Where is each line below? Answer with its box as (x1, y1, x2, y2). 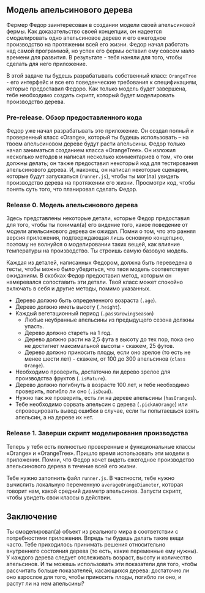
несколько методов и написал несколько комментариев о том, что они (6, 153, 194, 161)
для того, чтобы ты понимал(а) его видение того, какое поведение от (6, 221, 188, 229)
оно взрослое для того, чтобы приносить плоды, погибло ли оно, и (6, 573, 182, 580)
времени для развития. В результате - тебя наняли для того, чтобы (6, 53, 182, 61)
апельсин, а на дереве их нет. (15, 414, 94, 421)
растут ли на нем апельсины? (6, 580, 84, 587)
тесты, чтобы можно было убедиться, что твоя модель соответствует (6, 265, 190, 273)
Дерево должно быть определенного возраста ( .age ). (15, 296, 157, 304)
